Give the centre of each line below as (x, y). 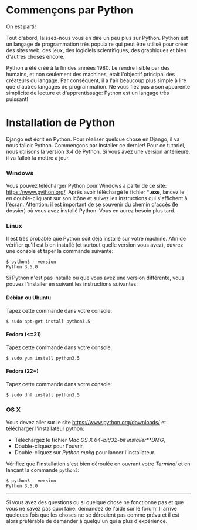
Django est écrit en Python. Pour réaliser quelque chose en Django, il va (93, 139)
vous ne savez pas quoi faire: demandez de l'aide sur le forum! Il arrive (91, 509)
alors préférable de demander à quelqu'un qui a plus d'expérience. (87, 521)
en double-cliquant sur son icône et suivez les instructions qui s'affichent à (97, 198)
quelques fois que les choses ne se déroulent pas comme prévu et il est (93, 515)
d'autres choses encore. (35, 56)
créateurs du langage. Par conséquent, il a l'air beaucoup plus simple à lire (96, 80)
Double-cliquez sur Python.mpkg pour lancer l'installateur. (85, 453)
